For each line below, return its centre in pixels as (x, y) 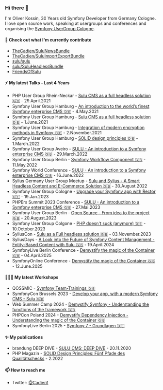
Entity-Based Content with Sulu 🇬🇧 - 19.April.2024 (63, 244)
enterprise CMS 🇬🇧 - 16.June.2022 (48, 175)
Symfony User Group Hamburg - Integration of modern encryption (78, 127)
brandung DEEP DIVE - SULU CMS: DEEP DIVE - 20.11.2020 (72, 348)
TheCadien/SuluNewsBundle (41, 51)
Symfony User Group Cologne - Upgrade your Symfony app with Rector (84, 191)
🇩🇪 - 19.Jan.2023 (30, 196)
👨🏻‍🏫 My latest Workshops (32, 278)
